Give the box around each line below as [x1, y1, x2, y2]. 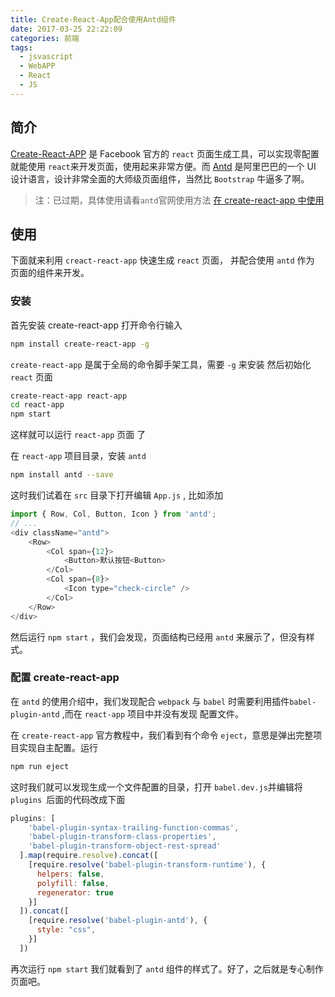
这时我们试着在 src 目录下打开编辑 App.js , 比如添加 [10, 489, 224, 501]
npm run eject [10, 761, 70, 771]
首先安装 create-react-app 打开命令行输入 [10, 319, 183, 331]
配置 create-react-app [10, 671, 120, 685]
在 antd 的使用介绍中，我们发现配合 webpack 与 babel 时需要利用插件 [10, 695, 290, 707]
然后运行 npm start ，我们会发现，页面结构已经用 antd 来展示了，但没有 [10, 631, 307, 643]
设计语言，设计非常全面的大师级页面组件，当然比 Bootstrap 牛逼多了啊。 [10, 172, 310, 185]
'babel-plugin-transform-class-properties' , [28, 832, 217, 842]
